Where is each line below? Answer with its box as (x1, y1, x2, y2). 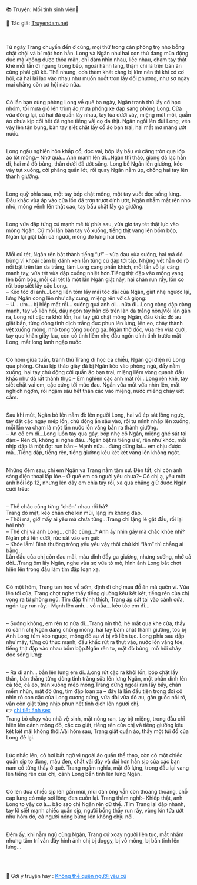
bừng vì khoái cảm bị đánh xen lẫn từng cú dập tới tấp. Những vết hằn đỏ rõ (6, 257, 189, 264)
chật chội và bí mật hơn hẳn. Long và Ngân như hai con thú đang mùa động (6, 50, 189, 57)
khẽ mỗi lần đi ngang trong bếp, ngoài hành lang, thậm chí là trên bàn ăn (6, 62, 182, 69)
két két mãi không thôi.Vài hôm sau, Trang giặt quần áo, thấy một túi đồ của (6, 728, 189, 735)
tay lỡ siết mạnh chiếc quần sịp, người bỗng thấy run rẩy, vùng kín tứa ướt (6, 807, 184, 814)
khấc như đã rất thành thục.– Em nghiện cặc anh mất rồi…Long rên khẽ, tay (6, 375, 188, 382)
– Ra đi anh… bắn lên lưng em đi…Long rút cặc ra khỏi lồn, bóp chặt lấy (6, 669, 178, 676)
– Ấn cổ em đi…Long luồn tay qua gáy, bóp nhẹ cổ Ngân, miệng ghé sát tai (6, 430, 187, 437)
